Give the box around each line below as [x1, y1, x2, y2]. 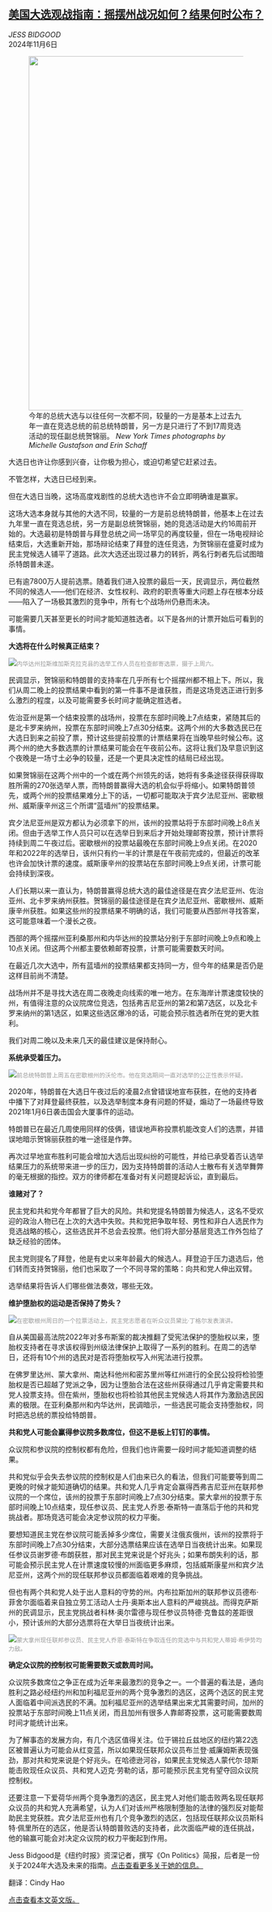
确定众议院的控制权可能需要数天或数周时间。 [8, 1659, 158, 1670]
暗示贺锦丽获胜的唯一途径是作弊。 [22, 1134, 136, 1143]
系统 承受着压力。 [8, 1052, 66, 1062]
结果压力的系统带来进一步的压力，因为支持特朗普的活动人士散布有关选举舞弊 [8, 1161, 264, 1171]
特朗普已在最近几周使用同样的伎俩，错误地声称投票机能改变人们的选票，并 [8, 1124, 257, 1134]
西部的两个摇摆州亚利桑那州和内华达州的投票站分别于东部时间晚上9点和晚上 [8, 933, 261, 943]
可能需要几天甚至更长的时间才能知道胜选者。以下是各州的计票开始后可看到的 [8, 614, 264, 624]
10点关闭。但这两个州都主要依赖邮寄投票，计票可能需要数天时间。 [8, 943, 229, 953]
